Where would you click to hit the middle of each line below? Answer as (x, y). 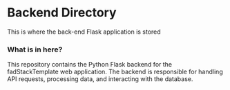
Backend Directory (62, 13)
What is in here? (35, 49)
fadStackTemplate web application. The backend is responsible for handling (115, 72)
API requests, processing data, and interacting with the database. (100, 79)
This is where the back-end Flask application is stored (84, 32)
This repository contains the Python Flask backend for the (90, 65)
